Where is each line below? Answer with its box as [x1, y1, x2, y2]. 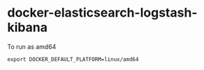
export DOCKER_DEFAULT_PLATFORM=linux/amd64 [7, 55, 139, 63]
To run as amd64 [7, 42, 57, 51]
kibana [7, 19, 48, 35]
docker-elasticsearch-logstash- [7, 5, 198, 21]
